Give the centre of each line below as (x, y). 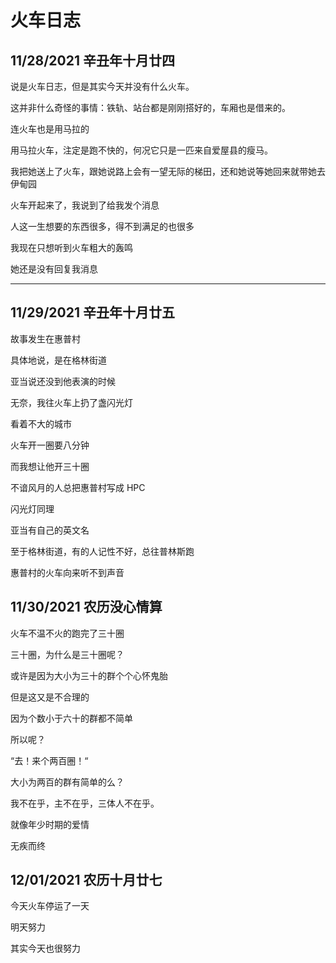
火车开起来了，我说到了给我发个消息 (85, 205)
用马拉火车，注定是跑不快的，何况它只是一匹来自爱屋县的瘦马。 (141, 150)
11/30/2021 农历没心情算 (86, 607)
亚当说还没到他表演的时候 (63, 381)
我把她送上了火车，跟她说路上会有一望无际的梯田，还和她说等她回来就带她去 (168, 171)
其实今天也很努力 (45, 948)
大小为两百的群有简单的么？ (67, 782)
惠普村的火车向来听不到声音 (67, 572)
